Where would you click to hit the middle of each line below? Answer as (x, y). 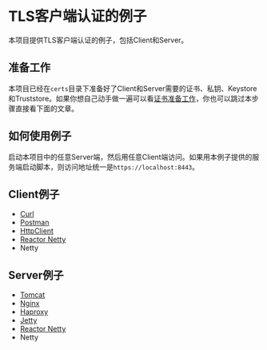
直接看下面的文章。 (46, 108)
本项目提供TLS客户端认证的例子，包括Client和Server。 (98, 40)
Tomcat (32, 295)
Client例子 (34, 194)
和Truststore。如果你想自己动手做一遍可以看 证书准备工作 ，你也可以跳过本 (130, 98)
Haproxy (34, 312)
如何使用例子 (40, 136)
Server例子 (36, 275)
